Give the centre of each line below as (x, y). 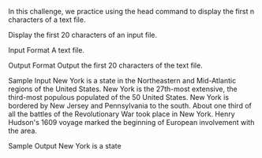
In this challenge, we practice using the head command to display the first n (131, 11)
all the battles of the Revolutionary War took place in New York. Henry (122, 114)
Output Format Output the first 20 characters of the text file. (105, 65)
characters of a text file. (47, 20)
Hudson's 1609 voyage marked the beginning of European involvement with (131, 122)
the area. (23, 130)
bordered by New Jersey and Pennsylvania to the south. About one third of (130, 106)
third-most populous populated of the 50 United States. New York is (119, 97)
